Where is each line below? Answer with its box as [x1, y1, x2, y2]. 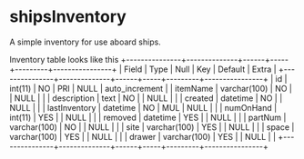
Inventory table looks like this [9, 54, 119, 65]
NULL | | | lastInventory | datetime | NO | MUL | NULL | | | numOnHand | [9, 102, 278, 113]
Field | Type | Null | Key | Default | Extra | [124, 64, 277, 75]
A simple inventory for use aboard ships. [9, 36, 161, 47]
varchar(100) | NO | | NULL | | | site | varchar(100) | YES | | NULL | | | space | [9, 121, 295, 133]
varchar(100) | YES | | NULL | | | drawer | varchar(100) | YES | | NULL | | [9, 131, 276, 142]
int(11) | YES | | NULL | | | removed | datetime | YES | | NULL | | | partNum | [9, 112, 287, 123]
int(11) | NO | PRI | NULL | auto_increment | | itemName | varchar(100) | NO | [9, 83, 293, 94]
